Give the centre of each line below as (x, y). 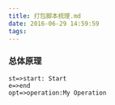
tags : (17, 31)
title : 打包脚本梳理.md (45, 16)
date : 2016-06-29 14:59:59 (54, 24)
